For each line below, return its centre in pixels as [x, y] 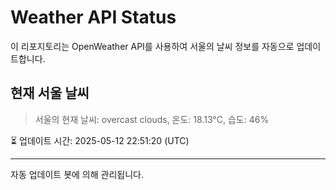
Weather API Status [93, 17]
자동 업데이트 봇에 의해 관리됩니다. [77, 174]
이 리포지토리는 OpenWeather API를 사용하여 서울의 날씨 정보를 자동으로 [152, 46]
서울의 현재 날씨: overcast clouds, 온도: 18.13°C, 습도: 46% [152, 119]
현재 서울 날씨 [50, 93]
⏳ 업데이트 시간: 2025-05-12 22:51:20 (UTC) [100, 140]
